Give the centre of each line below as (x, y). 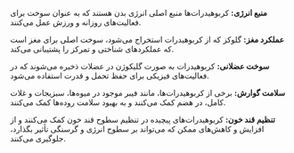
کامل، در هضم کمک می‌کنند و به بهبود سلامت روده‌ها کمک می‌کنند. (118, 102)
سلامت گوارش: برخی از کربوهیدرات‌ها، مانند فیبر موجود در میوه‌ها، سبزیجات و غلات (148, 93)
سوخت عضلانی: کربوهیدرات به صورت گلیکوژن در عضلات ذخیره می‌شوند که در (140, 66)
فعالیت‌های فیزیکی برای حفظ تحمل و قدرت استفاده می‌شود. (110, 76)
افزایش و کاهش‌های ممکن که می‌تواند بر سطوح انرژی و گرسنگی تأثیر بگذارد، (137, 129)
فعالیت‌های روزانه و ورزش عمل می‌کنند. (76, 22)
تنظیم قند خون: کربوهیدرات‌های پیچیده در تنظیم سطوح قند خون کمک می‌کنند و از (143, 120)
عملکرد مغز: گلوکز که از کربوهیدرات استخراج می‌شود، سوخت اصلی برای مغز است (147, 40)
